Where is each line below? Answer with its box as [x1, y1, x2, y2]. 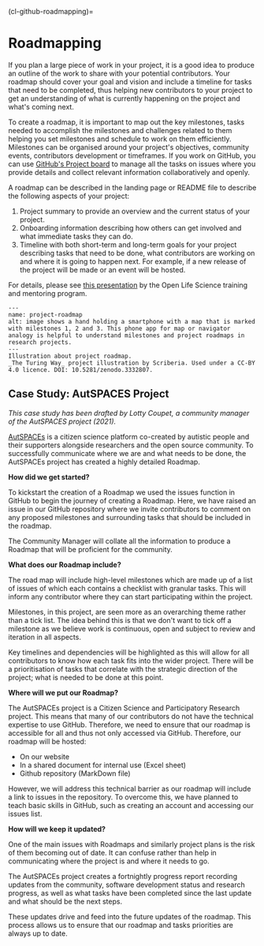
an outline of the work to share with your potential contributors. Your [8, 69, 230, 78]
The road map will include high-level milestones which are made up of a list [8, 575, 254, 584]
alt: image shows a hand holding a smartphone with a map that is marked [8, 317, 256, 325]
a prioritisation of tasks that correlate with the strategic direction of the [8, 664, 238, 673]
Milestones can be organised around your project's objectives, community [8, 142, 250, 152]
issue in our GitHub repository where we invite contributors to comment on [8, 504, 251, 514]
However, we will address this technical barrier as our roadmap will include [8, 784, 251, 793]
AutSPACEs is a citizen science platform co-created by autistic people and [8, 432, 250, 441]
